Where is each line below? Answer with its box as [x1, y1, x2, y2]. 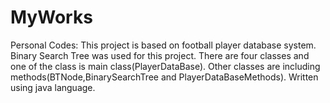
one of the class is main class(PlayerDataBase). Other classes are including [10, 60, 321, 72]
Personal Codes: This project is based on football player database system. [10, 39, 317, 51]
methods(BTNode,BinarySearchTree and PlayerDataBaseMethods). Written [10, 71, 319, 83]
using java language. [10, 81, 96, 93]
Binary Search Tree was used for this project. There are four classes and [10, 49, 310, 61]
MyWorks [10, 6, 93, 29]
